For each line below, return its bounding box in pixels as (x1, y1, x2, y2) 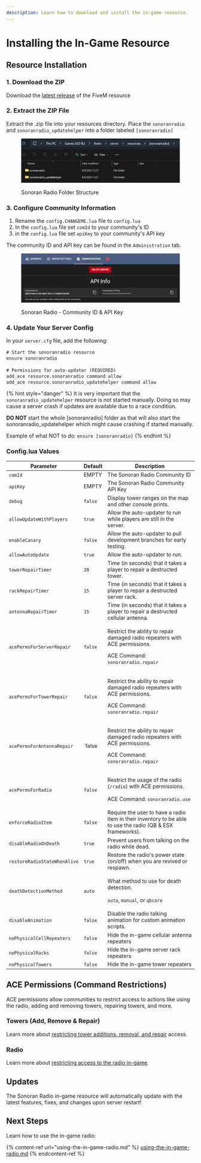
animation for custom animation (107, 917, 185, 924)
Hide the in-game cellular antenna (107, 931, 192, 938)
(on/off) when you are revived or (107, 857, 188, 865)
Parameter (30, 462, 57, 470)
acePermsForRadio (8, 787, 52, 793)
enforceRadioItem (8, 820, 52, 826)
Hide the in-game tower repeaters (107, 960, 192, 968)
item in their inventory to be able (107, 815, 187, 823)
